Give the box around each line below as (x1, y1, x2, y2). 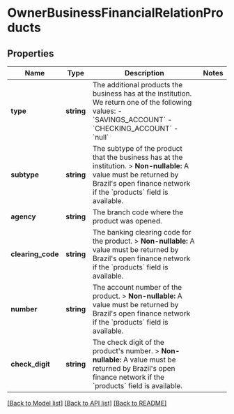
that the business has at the (93, 152, 183, 162)
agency (10, 212, 36, 221)
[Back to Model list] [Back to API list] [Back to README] (7, 399, 167, 407)
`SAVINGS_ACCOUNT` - (93, 115, 173, 124)
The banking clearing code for (93, 228, 192, 237)
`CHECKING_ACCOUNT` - (93, 124, 179, 133)
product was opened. (93, 216, 162, 226)
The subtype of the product (93, 144, 182, 153)
